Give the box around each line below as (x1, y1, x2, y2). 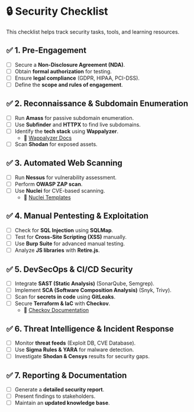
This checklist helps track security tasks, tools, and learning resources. (6, 28, 180, 35)
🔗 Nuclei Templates (23, 194, 71, 201)
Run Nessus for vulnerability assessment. (14, 174, 117, 181)
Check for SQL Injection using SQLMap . (14, 226, 114, 233)
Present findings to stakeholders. (14, 392, 96, 400)
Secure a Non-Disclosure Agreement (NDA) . (14, 61, 125, 68)
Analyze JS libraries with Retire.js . (14, 246, 100, 254)
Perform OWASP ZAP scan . (14, 180, 83, 187)
